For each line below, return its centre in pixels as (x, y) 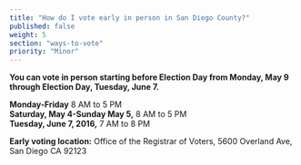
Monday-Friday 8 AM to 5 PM (66, 104)
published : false (42, 26)
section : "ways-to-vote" (56, 43)
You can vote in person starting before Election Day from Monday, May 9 (149, 77)
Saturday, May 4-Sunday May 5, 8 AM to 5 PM (98, 114)
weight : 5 (28, 34)
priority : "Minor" (44, 52)
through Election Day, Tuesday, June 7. (84, 87)
